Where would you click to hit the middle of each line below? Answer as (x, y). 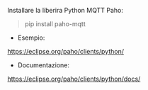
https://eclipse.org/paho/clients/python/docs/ (74, 79)
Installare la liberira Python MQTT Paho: (66, 10)
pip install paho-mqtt (55, 24)
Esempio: (31, 38)
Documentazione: (43, 65)
